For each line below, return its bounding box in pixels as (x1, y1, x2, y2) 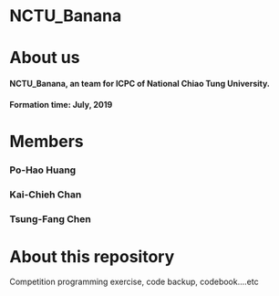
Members (9, 131, 84, 152)
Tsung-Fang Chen (9, 212, 91, 225)
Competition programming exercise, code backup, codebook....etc (9, 276, 259, 288)
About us (9, 48, 80, 69)
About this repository (9, 246, 175, 267)
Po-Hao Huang (9, 164, 77, 176)
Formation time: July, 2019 (9, 99, 113, 110)
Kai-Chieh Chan (9, 188, 82, 201)
